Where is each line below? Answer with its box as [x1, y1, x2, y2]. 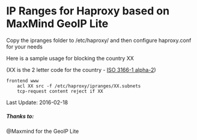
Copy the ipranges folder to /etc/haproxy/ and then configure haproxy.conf [6, 36, 192, 44]
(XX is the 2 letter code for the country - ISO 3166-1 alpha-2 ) [6, 66, 156, 73]
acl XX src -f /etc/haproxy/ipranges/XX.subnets [17, 83, 141, 89]
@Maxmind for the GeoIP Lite [6, 127, 79, 135]
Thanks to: [6, 112, 34, 120]
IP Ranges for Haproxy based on [6, 4, 170, 18]
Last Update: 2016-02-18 [6, 99, 68, 106]
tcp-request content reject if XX [17, 88, 103, 94]
